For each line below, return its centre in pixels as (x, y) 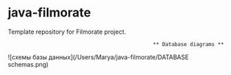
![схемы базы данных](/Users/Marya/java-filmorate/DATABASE (98, 57)
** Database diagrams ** (189, 44)
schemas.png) (28, 64)
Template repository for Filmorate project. (67, 32)
